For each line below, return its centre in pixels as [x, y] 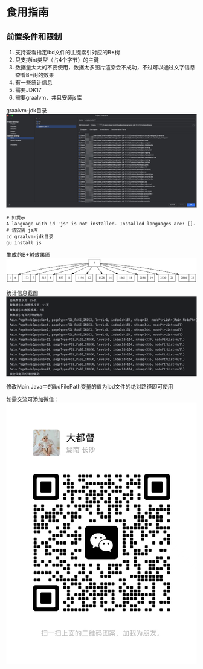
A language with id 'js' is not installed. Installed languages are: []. [101, 224]
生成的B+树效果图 [28, 254]
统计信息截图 [22, 293]
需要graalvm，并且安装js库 [48, 98]
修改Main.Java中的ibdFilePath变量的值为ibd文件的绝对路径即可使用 [90, 387]
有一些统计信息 [34, 82]
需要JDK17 [28, 90]
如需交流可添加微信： [33, 399]
